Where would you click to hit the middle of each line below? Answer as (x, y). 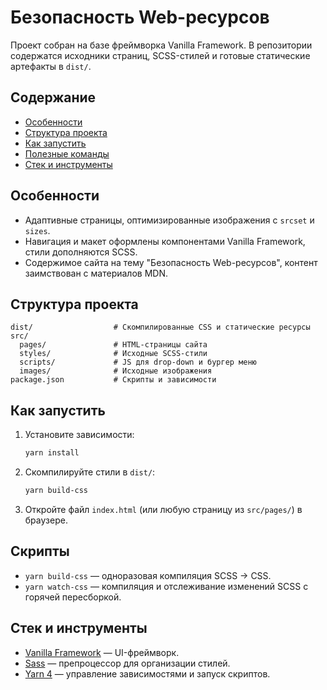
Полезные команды (67, 153)
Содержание (53, 97)
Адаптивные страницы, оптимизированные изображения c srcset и (169, 220)
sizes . (37, 230)
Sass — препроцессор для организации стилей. (127, 663)
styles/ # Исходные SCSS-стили (113, 354)
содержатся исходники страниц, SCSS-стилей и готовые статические (160, 55)
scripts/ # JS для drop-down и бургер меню (138, 362)
